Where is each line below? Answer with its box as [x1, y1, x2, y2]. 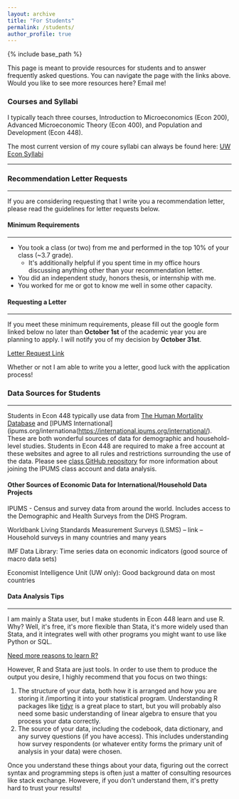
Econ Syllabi [7, 149, 44, 158]
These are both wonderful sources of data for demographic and [7, 434, 194, 442]
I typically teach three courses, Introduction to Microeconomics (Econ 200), [7, 113, 230, 121]
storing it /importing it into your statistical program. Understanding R [17, 693, 218, 703]
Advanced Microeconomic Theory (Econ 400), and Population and [7, 121, 203, 129]
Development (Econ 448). [7, 128, 83, 136]
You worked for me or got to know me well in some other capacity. [17, 281, 213, 290]
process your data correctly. [17, 716, 101, 725]
